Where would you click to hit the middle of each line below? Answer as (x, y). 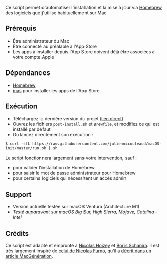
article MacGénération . (29, 256)
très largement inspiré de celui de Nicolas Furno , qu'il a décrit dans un (78, 251)
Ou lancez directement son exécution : (53, 135)
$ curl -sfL (18, 144)
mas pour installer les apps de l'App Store (56, 90)
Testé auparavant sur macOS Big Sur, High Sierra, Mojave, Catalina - (85, 212)
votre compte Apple (33, 57)
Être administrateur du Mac (41, 41)
